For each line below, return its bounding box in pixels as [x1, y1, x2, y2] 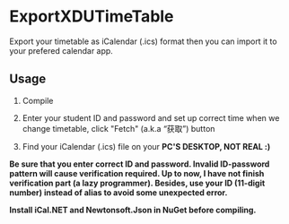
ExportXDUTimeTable [9, 6, 174, 27]
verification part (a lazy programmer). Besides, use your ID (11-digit [9, 177, 266, 188]
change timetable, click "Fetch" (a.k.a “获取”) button [22, 123, 215, 134]
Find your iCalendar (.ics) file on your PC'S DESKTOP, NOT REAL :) [22, 141, 271, 151]
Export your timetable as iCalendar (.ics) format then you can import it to [9, 36, 277, 47]
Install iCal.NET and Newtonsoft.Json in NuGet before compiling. [9, 204, 257, 215]
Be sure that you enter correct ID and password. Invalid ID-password [9, 159, 270, 169]
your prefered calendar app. [9, 45, 114, 56]
